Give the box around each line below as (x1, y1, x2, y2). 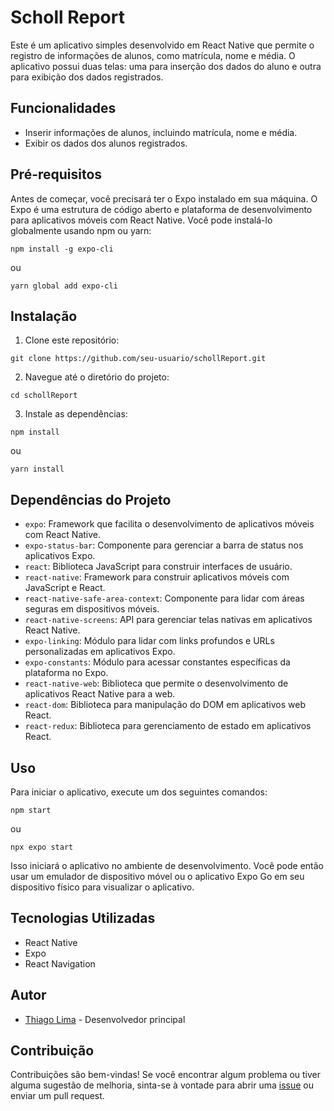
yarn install (10, 464, 65, 475)
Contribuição (10, 1042, 95, 1060)
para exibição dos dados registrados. (10, 71, 164, 83)
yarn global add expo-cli (10, 281, 118, 291)
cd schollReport (10, 391, 78, 401)
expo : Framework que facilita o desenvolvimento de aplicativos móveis (24, 518, 315, 530)
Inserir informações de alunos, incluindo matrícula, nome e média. (24, 126, 298, 138)
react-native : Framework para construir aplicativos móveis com (24, 571, 290, 583)
